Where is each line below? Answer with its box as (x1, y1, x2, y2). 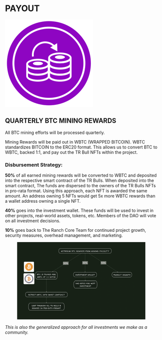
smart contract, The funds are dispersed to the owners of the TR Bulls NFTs (5, 183, 156, 189)
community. (5, 329, 29, 335)
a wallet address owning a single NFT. (5, 198, 81, 204)
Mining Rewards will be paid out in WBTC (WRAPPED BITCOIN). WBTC (5, 139, 145, 145)
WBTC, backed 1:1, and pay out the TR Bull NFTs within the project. (5, 149, 138, 155)
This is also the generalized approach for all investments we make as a (5, 324, 147, 330)
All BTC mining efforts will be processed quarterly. (5, 130, 105, 135)
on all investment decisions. (5, 218, 60, 224)
